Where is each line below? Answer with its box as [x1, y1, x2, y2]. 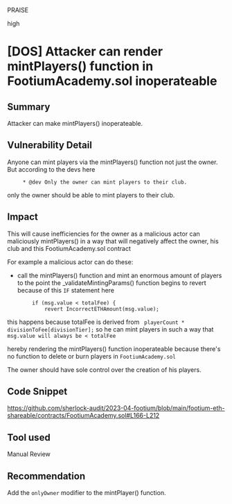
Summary [7, 101, 51, 113]
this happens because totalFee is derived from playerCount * [7, 318, 185, 326]
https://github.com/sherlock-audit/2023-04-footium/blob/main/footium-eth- [7, 404, 225, 412]
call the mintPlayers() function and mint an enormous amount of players [17, 271, 222, 279]
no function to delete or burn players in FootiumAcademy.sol [7, 352, 177, 360]
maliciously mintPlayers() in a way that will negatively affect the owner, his [7, 236, 220, 245]
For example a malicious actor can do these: [7, 257, 134, 266]
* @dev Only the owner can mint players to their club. [22, 179, 188, 186]
